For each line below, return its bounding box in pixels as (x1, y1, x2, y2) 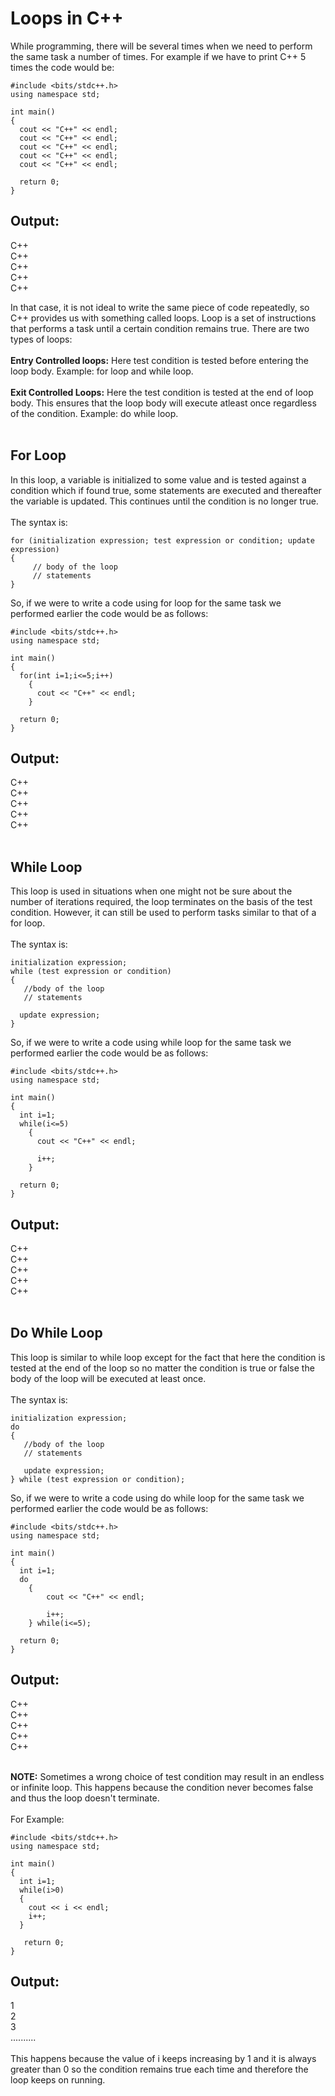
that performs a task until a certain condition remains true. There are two (10, 322, 310, 334)
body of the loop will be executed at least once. (10, 1372, 207, 1384)
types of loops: (10, 333, 73, 345)
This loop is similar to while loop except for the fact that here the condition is (10, 1351, 326, 1363)
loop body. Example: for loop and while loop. (10, 365, 194, 377)
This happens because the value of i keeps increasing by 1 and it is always (10, 2053, 317, 2065)
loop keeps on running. (10, 2074, 106, 2086)
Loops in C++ (10, 7, 124, 30)
